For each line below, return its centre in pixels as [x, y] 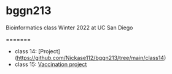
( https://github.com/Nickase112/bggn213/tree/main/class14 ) [90, 57]
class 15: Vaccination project [51, 64]
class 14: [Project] [37, 51]
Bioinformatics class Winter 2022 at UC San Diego [69, 28]
